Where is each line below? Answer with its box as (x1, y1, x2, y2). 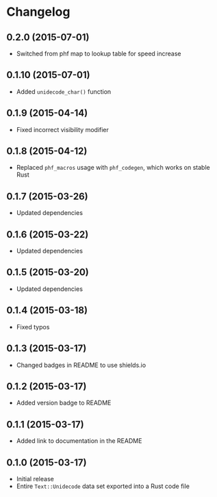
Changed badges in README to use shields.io (16, 361, 146, 369)
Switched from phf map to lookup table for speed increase (16, 49, 182, 58)
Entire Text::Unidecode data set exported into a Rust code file (16, 482, 190, 490)
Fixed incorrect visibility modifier (16, 125, 109, 133)
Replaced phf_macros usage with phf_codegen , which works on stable (16, 164, 210, 172)
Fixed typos (16, 322, 50, 331)
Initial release (16, 474, 54, 483)
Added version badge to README (16, 398, 112, 407)
